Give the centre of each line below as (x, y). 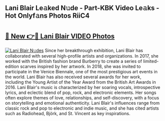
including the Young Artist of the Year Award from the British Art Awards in (81, 82)
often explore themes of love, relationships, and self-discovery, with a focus (82, 98)
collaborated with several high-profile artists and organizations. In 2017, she (82, 56)
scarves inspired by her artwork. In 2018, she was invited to (81, 66)
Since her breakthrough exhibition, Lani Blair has (94, 50)
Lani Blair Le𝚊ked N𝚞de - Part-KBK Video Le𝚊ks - (82, 8)
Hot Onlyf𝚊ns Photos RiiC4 (47, 16)
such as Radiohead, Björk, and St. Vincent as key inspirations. (68, 113)
